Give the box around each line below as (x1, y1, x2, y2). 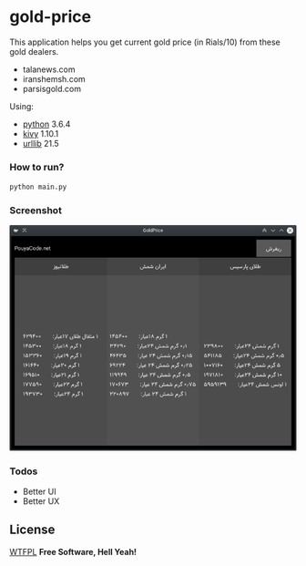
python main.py (9, 182, 67, 192)
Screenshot (9, 204, 62, 217)
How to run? (9, 160, 65, 173)
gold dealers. (9, 46, 59, 57)
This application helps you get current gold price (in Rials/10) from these (9, 36, 280, 47)
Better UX (22, 495, 60, 507)
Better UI (22, 486, 56, 497)
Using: (9, 100, 35, 111)
